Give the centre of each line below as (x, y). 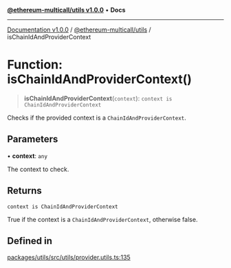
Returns (25, 191)
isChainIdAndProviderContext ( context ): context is (98, 98)
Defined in (30, 241)
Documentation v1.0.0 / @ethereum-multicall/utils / (79, 30)
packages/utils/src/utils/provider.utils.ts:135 (69, 258)
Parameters (33, 139)
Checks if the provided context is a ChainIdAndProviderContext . (97, 118)
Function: (35, 65)
